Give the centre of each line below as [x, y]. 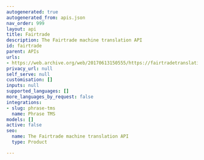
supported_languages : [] [38, 91]
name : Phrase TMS [34, 114]
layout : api [21, 29]
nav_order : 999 [25, 23]
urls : [13, 57]
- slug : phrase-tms [31, 108]
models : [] [20, 119]
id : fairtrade [24, 46]
